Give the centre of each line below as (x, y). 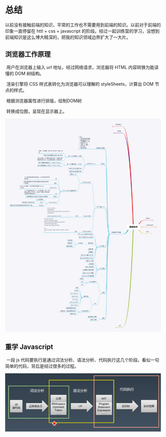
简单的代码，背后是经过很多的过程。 (42, 366)
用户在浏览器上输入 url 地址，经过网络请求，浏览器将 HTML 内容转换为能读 (83, 67)
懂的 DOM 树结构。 (25, 73)
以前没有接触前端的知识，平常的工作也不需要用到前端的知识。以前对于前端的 (83, 25)
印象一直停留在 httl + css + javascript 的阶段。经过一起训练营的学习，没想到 (82, 31)
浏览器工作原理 (28, 54)
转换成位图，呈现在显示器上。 (37, 111)
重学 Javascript (29, 347)
